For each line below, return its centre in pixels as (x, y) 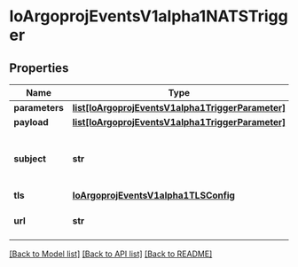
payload (31, 122)
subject (30, 159)
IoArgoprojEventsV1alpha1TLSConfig (153, 195)
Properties (39, 68)
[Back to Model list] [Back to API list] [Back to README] (111, 254)
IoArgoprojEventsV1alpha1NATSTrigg (149, 16)
